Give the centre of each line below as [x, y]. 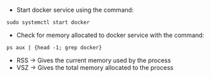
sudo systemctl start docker [48, 23]
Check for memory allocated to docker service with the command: [110, 35]
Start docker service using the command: [75, 10]
